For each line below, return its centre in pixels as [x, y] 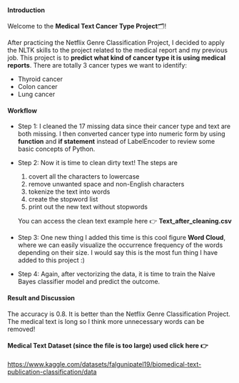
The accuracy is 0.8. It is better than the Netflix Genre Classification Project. [119, 314]
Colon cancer [38, 87]
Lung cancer [36, 94]
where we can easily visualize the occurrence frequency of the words [120, 245]
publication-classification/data [52, 372]
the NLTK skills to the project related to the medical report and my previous [118, 51]
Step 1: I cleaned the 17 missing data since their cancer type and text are [124, 126]
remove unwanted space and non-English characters [106, 184]
